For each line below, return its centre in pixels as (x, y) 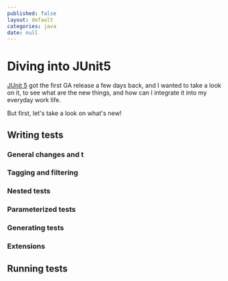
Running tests (38, 268)
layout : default (30, 20)
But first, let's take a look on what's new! (64, 113)
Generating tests (36, 228)
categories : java (32, 26)
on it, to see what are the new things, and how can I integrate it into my (107, 93)
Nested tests (29, 191)
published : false (32, 13)
